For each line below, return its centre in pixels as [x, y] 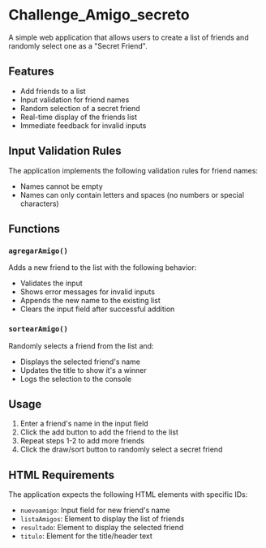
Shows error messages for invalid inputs [88, 292]
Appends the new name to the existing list [90, 301]
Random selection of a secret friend [80, 108]
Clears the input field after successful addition [97, 309]
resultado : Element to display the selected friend [102, 528]
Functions [34, 229]
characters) [39, 203]
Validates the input [51, 283]
